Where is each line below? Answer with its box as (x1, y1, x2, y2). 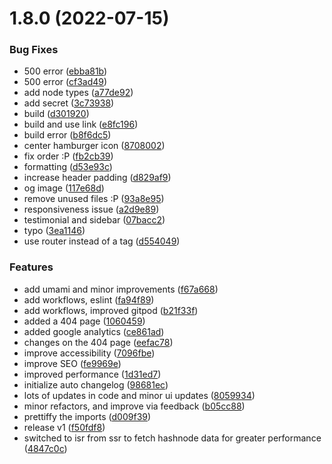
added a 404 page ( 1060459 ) (23, 315, 146, 327)
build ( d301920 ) (23, 108, 90, 120)
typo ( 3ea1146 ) (23, 225, 86, 237)
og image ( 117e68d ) (23, 182, 105, 194)
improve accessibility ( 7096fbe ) (23, 347, 156, 359)
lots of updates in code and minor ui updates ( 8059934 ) (23, 389, 256, 401)
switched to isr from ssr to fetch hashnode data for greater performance (23, 432, 322, 444)
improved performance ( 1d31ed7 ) (23, 368, 162, 380)
